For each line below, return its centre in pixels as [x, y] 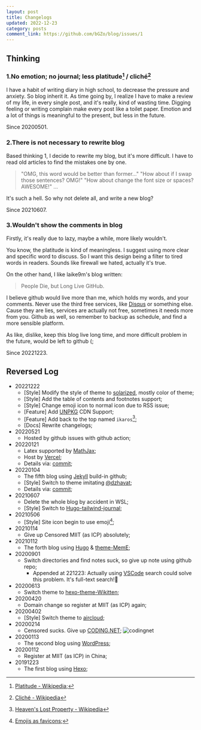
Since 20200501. [27, 127]
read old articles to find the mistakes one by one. [66, 162]
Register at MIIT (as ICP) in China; [66, 656]
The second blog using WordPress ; [67, 643]
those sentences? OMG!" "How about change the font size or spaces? [107, 180]
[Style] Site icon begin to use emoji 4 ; [69, 521]
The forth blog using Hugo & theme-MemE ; [77, 547]
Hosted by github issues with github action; [77, 438]
